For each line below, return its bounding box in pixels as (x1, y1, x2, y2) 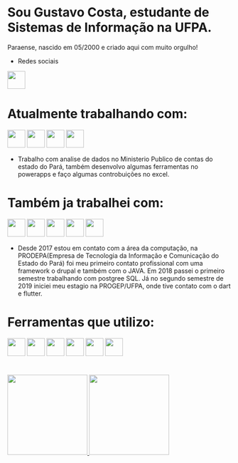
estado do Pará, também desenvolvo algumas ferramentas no (17, 162, 199, 171)
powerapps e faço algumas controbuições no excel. (17, 170, 170, 178)
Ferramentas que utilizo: (7, 314, 155, 330)
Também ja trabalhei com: (7, 195, 164, 211)
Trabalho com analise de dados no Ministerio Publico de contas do (17, 155, 213, 163)
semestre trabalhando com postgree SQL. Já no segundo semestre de (17, 274, 224, 282)
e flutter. (17, 289, 43, 298)
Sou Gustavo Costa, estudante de (7, 4, 210, 21)
